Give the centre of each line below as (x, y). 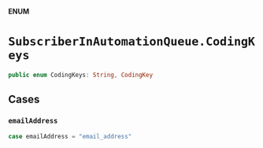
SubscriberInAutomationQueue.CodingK (132, 42)
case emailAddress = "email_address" (70, 136)
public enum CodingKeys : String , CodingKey (81, 75)
